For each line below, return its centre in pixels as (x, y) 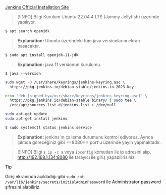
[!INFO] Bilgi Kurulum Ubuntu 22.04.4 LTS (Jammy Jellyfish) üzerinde (88, 17)
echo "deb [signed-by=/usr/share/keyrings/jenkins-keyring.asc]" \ (76, 96)
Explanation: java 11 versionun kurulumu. (59, 65)
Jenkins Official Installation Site (37, 7)
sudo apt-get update (27, 114)
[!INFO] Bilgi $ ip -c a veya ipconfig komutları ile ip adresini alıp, (84, 152)
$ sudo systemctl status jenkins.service (49, 128)
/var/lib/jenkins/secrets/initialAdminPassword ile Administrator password (83, 182)
